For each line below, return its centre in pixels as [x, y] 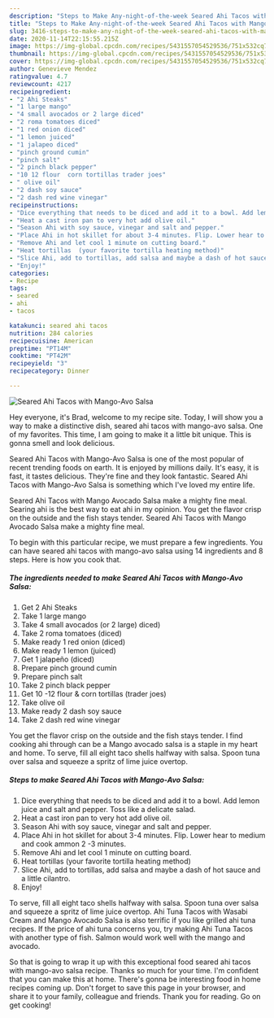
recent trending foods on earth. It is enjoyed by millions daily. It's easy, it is [134, 467]
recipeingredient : [40, 92]
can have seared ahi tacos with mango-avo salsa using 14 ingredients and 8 [136, 551]
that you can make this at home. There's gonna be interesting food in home [135, 979]
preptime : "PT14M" [40, 348]
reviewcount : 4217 [40, 84]
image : [20, 46]
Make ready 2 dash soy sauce [71, 711]
